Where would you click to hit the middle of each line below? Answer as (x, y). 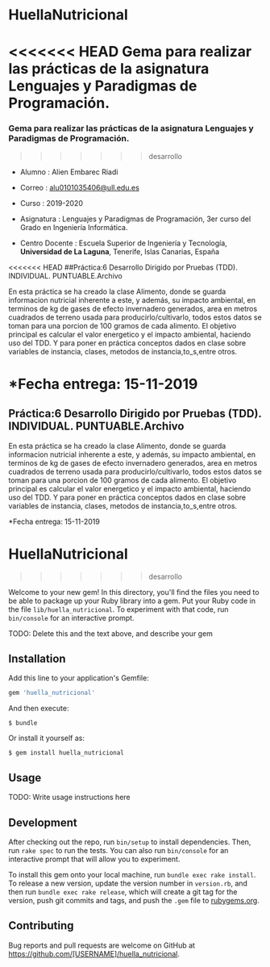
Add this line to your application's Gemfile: (79, 678)
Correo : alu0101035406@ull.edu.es (79, 187)
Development (43, 822)
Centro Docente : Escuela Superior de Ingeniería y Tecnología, (123, 243)
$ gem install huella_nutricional (66, 753)
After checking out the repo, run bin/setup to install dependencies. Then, (130, 842)
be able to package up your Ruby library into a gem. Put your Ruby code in (132, 601)
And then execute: (39, 709)
